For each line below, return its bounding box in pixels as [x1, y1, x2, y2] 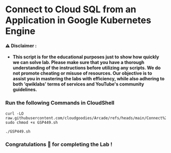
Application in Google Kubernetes [5, 14, 152, 26]
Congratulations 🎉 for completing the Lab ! [5, 141, 112, 148]
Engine [5, 26, 36, 37]
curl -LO [5, 111, 24, 116]
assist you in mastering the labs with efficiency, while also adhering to [12, 76, 165, 82]
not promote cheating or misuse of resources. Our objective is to [12, 70, 153, 76]
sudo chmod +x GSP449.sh [5, 120, 58, 125]
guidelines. [12, 86, 37, 93]
